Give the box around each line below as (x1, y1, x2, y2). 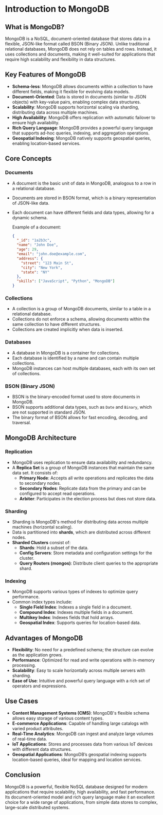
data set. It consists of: (12, 470, 58, 475)
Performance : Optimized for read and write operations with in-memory (12, 657, 155, 663)
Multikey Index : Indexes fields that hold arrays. (19, 615, 114, 621)
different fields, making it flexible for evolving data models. (12, 89, 130, 95)
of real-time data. (12, 736, 47, 741)
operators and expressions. (12, 683, 67, 689)
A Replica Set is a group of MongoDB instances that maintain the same (12, 464, 155, 471)
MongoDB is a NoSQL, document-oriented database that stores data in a (5, 36, 151, 41)
